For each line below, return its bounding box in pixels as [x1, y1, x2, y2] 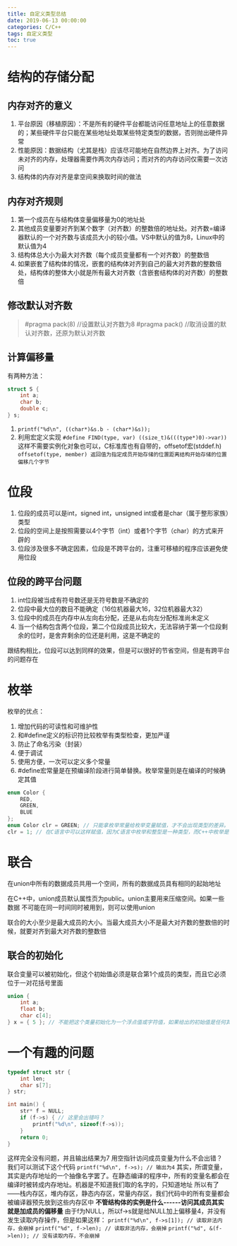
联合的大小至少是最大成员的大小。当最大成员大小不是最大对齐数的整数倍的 [7, 918, 224, 926]
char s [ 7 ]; [20, 1081, 52, 1088]
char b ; [20, 398, 42, 406]
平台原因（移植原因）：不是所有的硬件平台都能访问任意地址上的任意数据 [17, 119, 225, 128]
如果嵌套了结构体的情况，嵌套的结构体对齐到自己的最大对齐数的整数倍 [17, 259, 222, 268]
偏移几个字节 [17, 458, 50, 465]
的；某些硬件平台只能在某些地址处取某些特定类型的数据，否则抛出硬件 [17, 129, 222, 137]
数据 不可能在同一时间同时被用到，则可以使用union [7, 903, 155, 911]
